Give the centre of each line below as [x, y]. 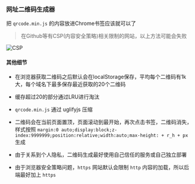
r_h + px [177, 135]
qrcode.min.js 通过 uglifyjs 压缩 [54, 109]
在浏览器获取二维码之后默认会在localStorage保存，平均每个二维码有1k [100, 77]
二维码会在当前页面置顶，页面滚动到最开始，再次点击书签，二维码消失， [103, 122]
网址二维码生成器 [31, 9]
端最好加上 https [35, 175]
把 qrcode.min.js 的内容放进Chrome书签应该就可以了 [71, 23]
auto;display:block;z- [89, 130]
